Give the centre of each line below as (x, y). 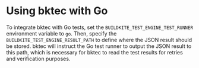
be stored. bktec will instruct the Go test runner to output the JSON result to (99, 46)
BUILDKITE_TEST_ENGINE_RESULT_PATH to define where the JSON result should (99, 40)
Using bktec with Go (57, 11)
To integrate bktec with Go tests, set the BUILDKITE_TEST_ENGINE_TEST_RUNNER (100, 27)
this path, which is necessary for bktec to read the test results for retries (94, 52)
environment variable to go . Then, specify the (61, 33)
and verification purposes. (38, 59)
